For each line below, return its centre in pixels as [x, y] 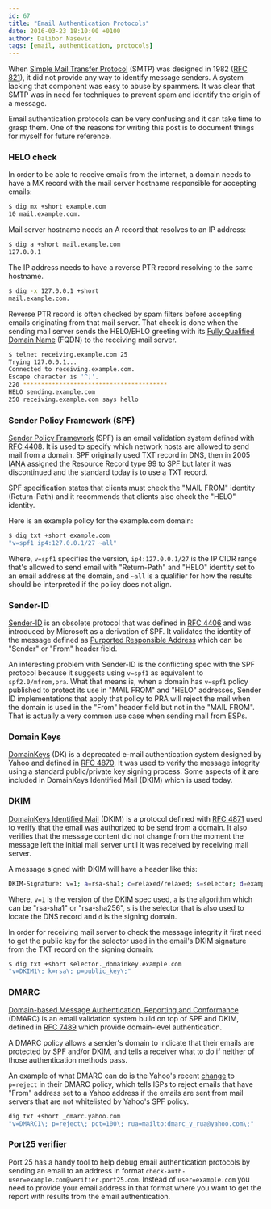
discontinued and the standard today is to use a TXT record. [108, 472]
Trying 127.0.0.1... [43, 362]
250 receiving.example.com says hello [73, 399]
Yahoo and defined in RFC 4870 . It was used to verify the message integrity [134, 763]
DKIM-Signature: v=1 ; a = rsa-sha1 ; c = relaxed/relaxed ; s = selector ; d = [128, 883]
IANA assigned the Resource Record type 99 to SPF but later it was [120, 464]
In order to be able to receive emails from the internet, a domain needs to [130, 175]
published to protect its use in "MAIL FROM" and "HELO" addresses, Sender [135, 690]
